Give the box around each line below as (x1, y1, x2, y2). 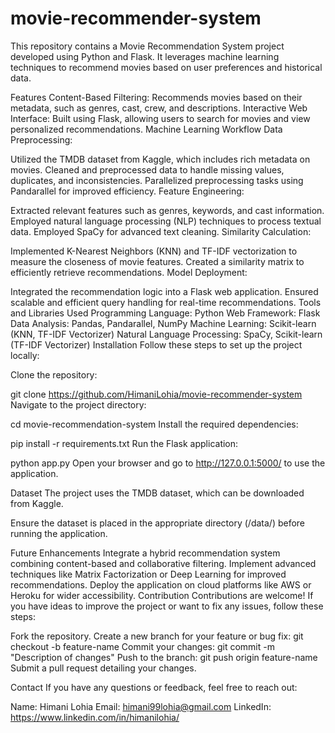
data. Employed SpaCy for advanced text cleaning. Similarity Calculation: (10, 225, 312, 237)
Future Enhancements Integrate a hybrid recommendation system (10, 547, 281, 559)
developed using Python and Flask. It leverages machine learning (10, 50, 280, 62)
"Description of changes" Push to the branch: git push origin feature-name (10, 651, 318, 663)
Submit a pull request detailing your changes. (10, 662, 197, 674)
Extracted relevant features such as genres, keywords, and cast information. (10, 204, 325, 216)
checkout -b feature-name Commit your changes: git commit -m (10, 640, 275, 652)
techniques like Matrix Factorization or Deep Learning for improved (10, 568, 287, 580)
